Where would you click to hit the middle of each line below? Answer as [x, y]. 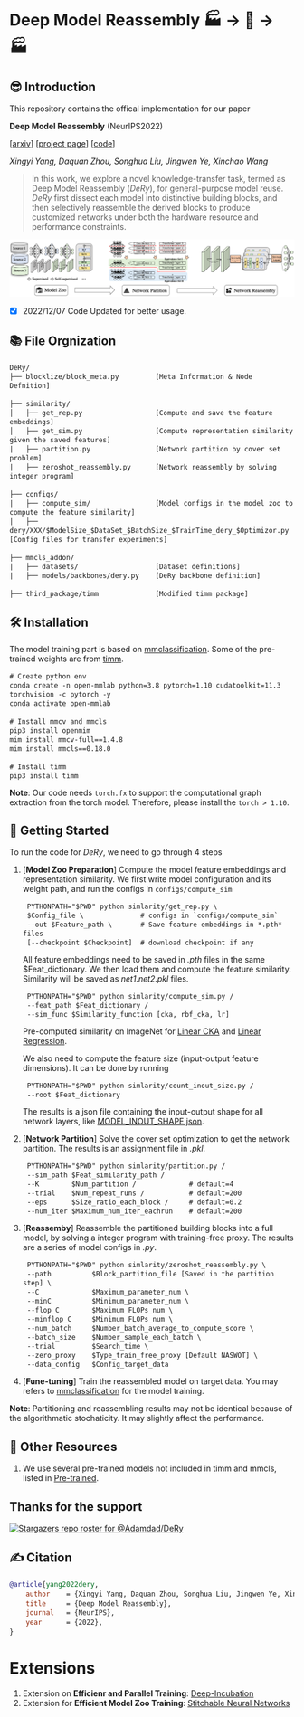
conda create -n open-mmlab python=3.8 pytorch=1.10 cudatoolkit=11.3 [145, 685]
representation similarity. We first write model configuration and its [147, 879]
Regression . [45, 1041]
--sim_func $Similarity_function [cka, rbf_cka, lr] [128, 1015]
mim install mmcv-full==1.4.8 [66, 740]
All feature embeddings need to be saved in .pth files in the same [143, 960]
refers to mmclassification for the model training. [114, 1391]
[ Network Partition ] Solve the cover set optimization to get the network [156, 1139]
